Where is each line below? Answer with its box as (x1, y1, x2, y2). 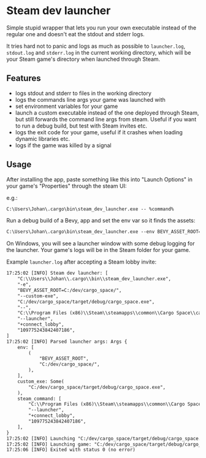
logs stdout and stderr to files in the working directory (15, 90, 152, 97)
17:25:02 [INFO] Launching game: (6, 441, 92, 448)
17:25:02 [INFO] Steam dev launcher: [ (6, 270, 109, 277)
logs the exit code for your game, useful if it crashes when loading (15, 128, 183, 135)
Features (6, 73, 41, 83)
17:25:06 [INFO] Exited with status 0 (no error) (6, 447, 136, 453)
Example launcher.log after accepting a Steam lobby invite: (6, 258, 157, 265)
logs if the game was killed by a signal (15, 142, 112, 149)
